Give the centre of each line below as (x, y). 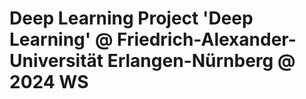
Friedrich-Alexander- (206, 39)
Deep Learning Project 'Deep (131, 18)
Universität (56, 61)
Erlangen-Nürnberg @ (201, 61)
